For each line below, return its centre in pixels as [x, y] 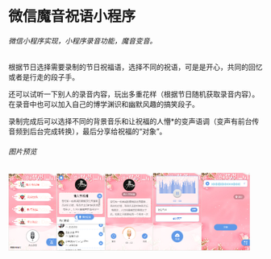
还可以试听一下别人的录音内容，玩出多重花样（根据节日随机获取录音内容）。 [134, 94]
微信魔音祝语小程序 [72, 16]
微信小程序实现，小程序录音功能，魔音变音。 [83, 40]
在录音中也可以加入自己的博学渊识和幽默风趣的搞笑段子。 [104, 105]
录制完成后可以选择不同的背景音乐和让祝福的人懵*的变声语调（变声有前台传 [134, 121]
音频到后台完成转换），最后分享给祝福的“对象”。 [88, 132]
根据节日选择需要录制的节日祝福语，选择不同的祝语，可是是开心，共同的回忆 [135, 67]
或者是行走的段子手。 [44, 77]
